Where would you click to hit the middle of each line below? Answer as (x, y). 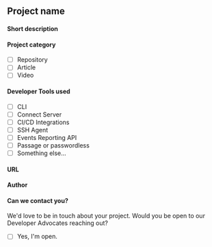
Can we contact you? (38, 200)
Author (17, 185)
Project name (36, 11)
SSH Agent (32, 130)
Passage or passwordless (53, 145)
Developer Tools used (39, 91)
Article (26, 67)
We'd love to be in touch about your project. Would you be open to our (106, 216)
